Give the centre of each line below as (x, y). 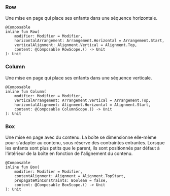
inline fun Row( (22, 32)
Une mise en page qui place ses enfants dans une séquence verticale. (79, 77)
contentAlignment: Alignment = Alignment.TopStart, (70, 176)
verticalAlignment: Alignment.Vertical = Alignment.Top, (76, 45)
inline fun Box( (22, 167)
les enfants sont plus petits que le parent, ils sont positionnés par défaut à (82, 148)
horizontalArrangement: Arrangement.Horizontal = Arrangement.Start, (90, 41)
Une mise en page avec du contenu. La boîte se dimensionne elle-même (81, 137)
